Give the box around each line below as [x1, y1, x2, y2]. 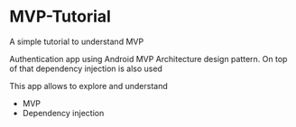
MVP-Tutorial [9, 6, 111, 27]
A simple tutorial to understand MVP [9, 36, 144, 47]
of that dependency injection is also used [9, 63, 162, 74]
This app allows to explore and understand [9, 80, 169, 91]
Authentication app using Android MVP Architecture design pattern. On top [9, 53, 288, 64]
